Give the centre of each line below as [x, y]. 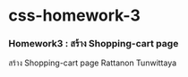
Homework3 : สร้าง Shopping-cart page [94, 44]
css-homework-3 [74, 16]
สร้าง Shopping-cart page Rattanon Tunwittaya [93, 63]
